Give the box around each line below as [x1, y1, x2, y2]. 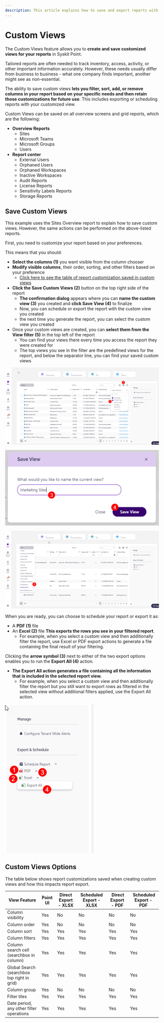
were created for [19, 342, 53, 348]
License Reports [19, 183, 53, 189]
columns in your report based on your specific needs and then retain [5, 91, 147, 96]
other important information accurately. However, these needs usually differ [5, 66, 157, 71]
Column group [7, 987, 36, 993]
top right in [7, 975, 29, 980]
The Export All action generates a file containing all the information [12, 667, 151, 673]
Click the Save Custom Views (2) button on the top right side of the [12, 285, 149, 291]
